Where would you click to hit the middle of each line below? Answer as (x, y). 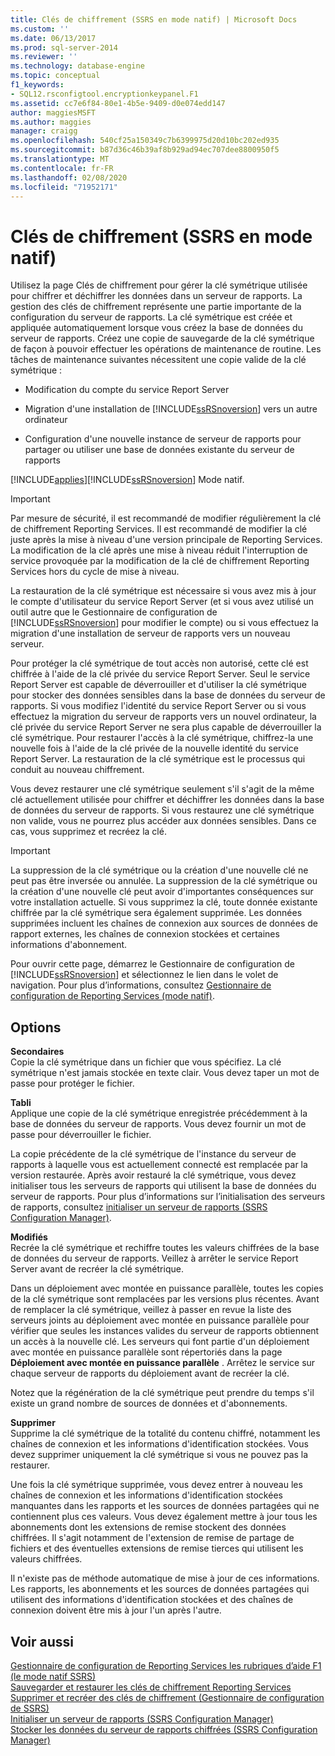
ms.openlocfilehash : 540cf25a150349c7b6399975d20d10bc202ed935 (145, 141)
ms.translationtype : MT (60, 159)
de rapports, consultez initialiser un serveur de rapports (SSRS (139, 1207)
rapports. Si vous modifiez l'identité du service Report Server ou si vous (158, 706)
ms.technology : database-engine (77, 66)
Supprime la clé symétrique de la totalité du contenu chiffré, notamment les (165, 1433)
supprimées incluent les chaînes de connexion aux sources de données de (164, 923)
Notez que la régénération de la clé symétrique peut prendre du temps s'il (162, 1393)
